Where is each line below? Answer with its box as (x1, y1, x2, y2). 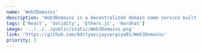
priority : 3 (6, 37, 36, 43)
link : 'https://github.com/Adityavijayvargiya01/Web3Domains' (6, 32, 167, 38)
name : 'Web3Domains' (6, 9, 59, 15)
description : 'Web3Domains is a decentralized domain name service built (6, 15, 197, 21)
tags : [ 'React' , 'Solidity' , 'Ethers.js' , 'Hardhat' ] (6, 20, 146, 26)
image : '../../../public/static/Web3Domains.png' (6, 26, 135, 32)
